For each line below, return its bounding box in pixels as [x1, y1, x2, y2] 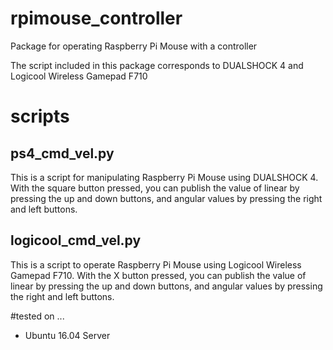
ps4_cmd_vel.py [10, 145, 115, 162]
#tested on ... [10, 310, 65, 322]
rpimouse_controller [10, 7, 183, 30]
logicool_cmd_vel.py [10, 232, 142, 249]
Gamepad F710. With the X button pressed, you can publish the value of [10, 269, 307, 281]
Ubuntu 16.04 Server [24, 329, 111, 341]
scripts [10, 105, 70, 128]
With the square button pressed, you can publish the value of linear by [10, 182, 300, 194]
